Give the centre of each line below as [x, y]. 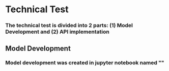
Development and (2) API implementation [57, 32]
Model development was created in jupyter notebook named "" [85, 63]
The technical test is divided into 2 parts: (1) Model [69, 26]
